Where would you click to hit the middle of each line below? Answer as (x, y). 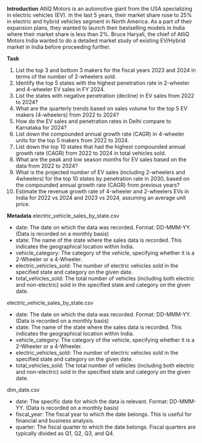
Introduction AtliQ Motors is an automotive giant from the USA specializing (100, 9)
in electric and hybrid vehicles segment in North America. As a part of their (100, 21)
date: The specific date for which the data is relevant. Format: (92, 401)
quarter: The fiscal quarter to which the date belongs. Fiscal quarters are (106, 427)
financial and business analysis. (55, 420)
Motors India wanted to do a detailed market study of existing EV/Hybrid (96, 41)
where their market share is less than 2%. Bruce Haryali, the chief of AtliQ (98, 34)
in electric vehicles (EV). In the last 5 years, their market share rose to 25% (99, 15)
